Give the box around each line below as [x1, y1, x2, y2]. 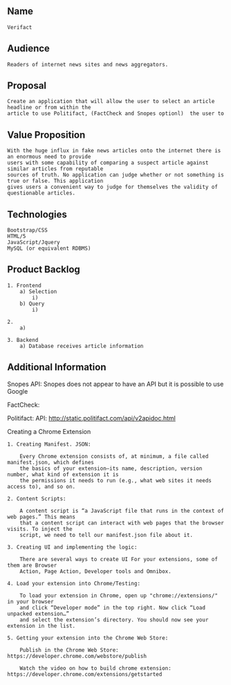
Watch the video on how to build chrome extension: [19, 664, 172, 672]
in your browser [7, 598, 54, 605]
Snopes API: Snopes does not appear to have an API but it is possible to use [7, 380, 224, 388]
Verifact [7, 24, 33, 30]
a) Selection [19, 288, 57, 295]
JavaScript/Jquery [7, 239, 60, 246]
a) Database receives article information [19, 342, 144, 349]
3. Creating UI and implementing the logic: [7, 543, 138, 551]
